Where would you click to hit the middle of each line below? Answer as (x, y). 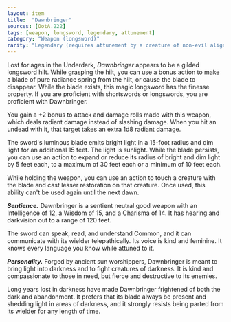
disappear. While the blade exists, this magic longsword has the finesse (108, 87)
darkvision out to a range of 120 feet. (59, 220)
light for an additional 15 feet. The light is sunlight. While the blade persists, (113, 150)
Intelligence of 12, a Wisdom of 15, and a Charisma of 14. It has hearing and (113, 213)
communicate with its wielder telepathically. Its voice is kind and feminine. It (114, 241)
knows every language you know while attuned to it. (81, 248)
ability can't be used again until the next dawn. (73, 192)
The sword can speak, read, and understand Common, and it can (99, 233)
